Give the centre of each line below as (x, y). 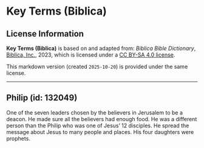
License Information (45, 34)
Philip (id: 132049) (42, 98)
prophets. (18, 138)
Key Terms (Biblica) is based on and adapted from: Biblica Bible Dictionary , (101, 48)
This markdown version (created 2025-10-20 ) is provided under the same (97, 66)
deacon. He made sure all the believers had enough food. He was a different (102, 119)
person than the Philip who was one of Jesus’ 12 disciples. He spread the (98, 125)
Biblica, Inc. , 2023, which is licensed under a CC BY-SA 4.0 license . (91, 55)
